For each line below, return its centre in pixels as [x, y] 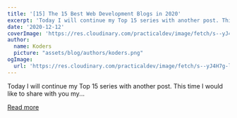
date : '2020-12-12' [36, 27]
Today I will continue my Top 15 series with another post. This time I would [115, 86]
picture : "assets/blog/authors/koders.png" [78, 53]
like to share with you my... [46, 93]
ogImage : [20, 60]
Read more [23, 107]
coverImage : [25, 33]
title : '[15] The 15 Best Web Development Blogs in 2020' [94, 14]
